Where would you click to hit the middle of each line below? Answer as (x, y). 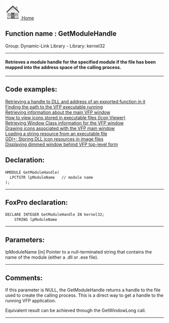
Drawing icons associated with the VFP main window (60, 128)
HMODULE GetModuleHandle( (32, 172)
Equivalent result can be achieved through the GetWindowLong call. (76, 310)
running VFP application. (31, 301)
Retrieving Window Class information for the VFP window (65, 123)
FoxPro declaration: (36, 203)
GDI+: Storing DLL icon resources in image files (54, 139)
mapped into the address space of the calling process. (63, 67)
